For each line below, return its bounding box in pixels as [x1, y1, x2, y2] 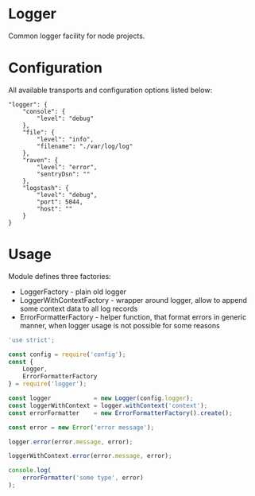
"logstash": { [22, 184, 69, 192]
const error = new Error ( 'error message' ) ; [8, 423, 155, 432]
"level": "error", [37, 163, 98, 171]
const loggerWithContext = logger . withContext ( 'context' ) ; [8, 401, 208, 409]
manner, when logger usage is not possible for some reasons [19, 320, 220, 330]
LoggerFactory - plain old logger [19, 287, 127, 296]
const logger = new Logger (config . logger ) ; [8, 394, 194, 402]
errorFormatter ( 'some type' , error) [22, 474, 145, 482]
